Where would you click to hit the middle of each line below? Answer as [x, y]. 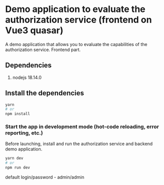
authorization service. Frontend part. [43, 49]
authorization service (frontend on [78, 20]
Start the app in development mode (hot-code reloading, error [82, 127]
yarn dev [14, 158]
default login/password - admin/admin [45, 177]
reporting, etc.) [24, 133]
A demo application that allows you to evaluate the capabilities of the [76, 44]
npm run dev [18, 168]
